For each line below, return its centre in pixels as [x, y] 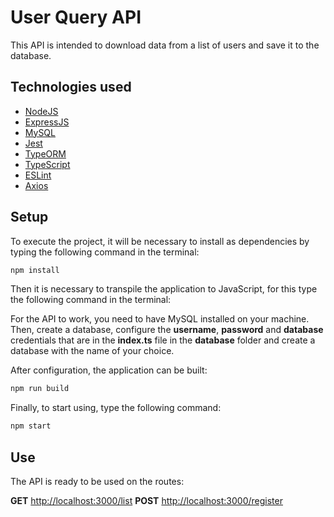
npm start [31, 426]
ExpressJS [47, 122]
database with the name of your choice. [92, 351]
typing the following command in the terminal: [105, 252]
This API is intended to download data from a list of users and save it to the [165, 45]
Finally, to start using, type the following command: [116, 408]
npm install [35, 270]
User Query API [76, 17]
